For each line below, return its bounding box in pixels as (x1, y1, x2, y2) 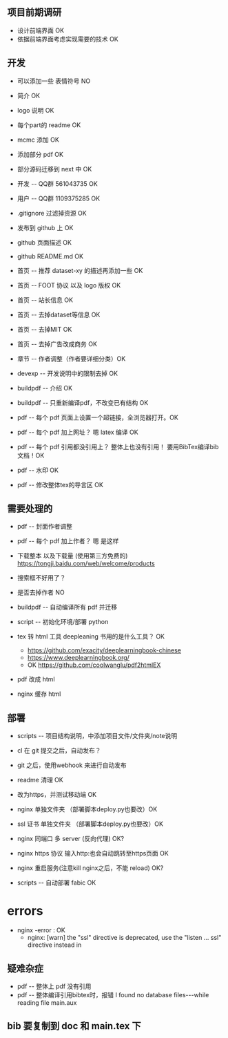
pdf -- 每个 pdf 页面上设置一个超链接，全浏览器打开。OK (17, 413, 179, 422)
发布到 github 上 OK (17, 223, 74, 232)
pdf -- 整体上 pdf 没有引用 (17, 982, 92, 990)
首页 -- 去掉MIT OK (17, 325, 72, 333)
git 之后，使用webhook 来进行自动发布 (17, 761, 127, 769)
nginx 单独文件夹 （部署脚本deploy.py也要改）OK (17, 805, 158, 813)
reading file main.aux (17, 999, 77, 1007)
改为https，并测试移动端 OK (17, 791, 97, 799)
